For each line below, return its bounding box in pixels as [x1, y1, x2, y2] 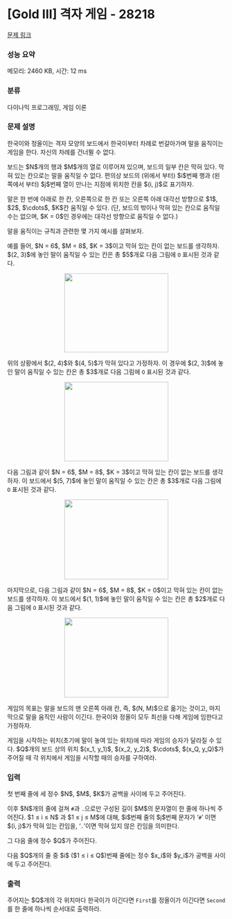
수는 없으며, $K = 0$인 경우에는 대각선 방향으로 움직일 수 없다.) [7, 212, 179, 220]
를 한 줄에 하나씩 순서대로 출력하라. [7, 904, 102, 913]
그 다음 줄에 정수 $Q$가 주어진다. [7, 836, 97, 845]
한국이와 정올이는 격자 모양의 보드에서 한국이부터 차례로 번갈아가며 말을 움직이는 [7, 139, 224, 147]
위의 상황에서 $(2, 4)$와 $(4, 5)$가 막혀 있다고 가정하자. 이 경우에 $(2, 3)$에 [7, 358, 217, 367]
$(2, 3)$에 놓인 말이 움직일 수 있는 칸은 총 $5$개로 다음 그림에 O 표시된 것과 [7, 250, 213, 258]
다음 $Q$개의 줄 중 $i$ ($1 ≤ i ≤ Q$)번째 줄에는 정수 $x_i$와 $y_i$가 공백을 [7, 852, 213, 860]
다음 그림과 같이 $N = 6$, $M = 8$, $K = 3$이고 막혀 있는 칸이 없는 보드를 [7, 467, 211, 476]
